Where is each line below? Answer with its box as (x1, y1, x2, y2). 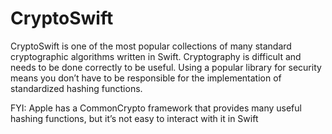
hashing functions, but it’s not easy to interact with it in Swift (10, 112, 259, 124)
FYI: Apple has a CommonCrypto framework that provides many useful (10, 102, 302, 114)
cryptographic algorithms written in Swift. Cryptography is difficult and (10, 50, 302, 62)
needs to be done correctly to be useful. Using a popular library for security (10, 61, 322, 73)
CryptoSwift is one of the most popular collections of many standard (10, 40, 292, 52)
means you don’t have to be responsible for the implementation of (10, 72, 282, 84)
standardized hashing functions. (10, 82, 143, 94)
